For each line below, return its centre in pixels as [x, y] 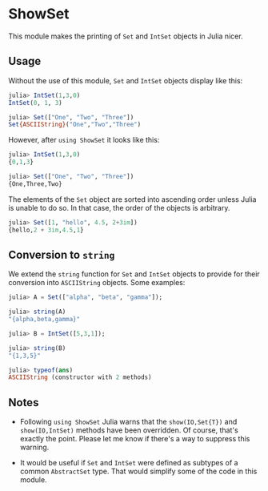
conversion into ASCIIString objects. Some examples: [97, 283]
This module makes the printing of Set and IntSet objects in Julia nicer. [126, 36]
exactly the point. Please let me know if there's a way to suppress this [135, 439]
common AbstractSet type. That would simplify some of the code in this [138, 471]
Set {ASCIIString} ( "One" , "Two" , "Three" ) [75, 125]
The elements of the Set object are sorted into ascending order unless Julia [132, 199]
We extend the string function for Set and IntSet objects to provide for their [134, 274]
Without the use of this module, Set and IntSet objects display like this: [126, 80]
